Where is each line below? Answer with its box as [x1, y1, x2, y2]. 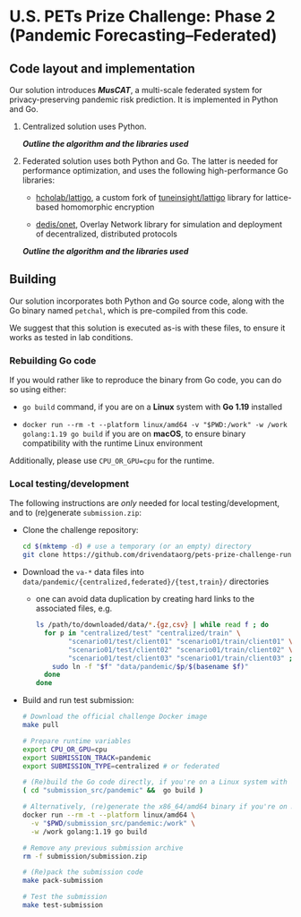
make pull [21, 721, 60, 730]
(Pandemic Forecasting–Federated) [9, 25, 278, 46]
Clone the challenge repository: [21, 525, 139, 536]
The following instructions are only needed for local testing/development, [9, 498, 280, 509]
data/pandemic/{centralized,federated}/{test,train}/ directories [21, 576, 270, 587]
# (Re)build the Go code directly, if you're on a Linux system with [21, 777, 288, 787]
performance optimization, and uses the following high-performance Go [21, 166, 288, 176]
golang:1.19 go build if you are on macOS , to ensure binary [21, 428, 246, 440]
